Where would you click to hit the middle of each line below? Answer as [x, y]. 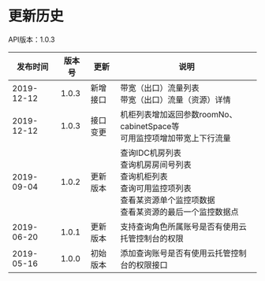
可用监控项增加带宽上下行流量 [175, 138]
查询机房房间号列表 [156, 165]
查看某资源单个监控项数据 [168, 200]
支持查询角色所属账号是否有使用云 [183, 227]
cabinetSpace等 [150, 126]
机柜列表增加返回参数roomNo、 [179, 114]
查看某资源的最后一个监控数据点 [179, 212]
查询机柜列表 [144, 176]
